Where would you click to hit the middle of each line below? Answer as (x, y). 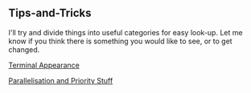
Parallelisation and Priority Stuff (61, 80)
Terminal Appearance (44, 65)
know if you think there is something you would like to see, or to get (120, 41)
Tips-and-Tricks (50, 13)
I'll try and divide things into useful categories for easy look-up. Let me (125, 32)
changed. (24, 49)
